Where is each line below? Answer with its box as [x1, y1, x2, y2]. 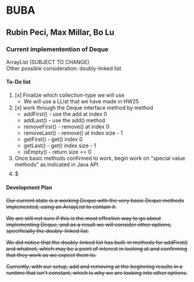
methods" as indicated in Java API [14, 161, 99, 168]
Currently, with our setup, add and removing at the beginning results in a [6, 263, 183, 270]
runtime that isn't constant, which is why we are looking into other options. [6, 270, 188, 277]
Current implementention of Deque [6, 45, 109, 53]
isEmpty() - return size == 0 [23, 148, 92, 156]
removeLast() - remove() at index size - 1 [23, 129, 123, 137]
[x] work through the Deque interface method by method [14, 104, 154, 112]
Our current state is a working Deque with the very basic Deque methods [6, 197, 185, 204]
